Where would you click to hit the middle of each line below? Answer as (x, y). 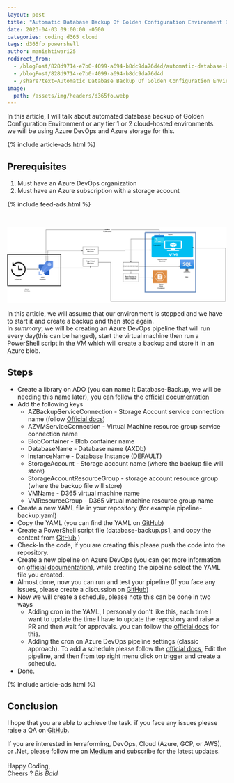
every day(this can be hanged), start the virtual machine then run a (103, 335)
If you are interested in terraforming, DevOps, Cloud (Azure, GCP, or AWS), (115, 744)
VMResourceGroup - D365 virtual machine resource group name (120, 500)
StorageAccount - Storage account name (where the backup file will (125, 463)
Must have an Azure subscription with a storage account (98, 191)
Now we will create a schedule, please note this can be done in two (114, 597)
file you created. (41, 575)
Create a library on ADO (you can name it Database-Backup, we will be (119, 389)
